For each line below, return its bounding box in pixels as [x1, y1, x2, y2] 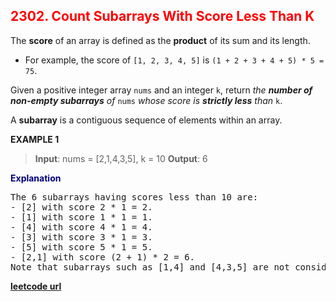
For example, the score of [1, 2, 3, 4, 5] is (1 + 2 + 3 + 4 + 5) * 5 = [24, 54, 325, 66]
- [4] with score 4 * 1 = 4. [10, 221, 153, 233]
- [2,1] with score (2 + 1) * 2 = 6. [10, 251, 196, 263]
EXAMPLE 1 [10, 133, 60, 145]
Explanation [10, 172, 62, 184]
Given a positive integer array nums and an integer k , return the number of [10, 84, 313, 96]
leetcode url [10, 280, 62, 292]
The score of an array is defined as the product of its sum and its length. [10, 34, 311, 46]
